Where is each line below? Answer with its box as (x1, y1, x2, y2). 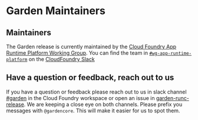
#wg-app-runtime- (149, 51, 192, 56)
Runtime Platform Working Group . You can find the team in (6, 49, 148, 56)
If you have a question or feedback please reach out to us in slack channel (6, 88, 187, 95)
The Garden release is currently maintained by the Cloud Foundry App (6, 43, 177, 50)
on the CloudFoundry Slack (28, 56, 95, 62)
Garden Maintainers (6, 4, 106, 18)
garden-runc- (156, 94, 190, 101)
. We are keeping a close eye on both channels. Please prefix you (24, 101, 183, 108)
